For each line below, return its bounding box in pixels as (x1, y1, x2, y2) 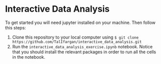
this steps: (5, 24, 26, 30)
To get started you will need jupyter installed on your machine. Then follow (5, 20, 156, 25)
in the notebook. (12, 54, 46, 60)
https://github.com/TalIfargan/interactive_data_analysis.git (12, 39, 142, 44)
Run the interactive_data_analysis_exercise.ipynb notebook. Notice (12, 43, 153, 49)
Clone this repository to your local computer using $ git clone (12, 34, 139, 40)
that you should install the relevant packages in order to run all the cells (12, 49, 157, 55)
